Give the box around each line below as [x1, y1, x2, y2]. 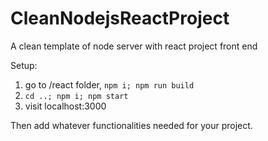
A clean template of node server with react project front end [10, 40, 258, 52]
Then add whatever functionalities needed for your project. [10, 119, 253, 131]
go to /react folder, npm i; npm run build [24, 78, 195, 91]
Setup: [10, 59, 38, 71]
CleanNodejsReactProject [10, 7, 230, 30]
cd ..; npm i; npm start [24, 91, 129, 101]
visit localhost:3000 [24, 100, 107, 112]
